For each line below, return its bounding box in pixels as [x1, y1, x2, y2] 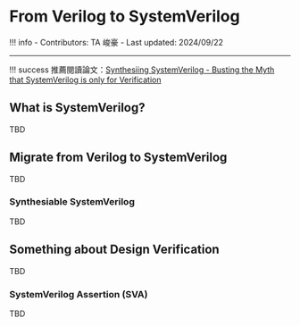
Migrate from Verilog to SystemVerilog [9, 150, 228, 165]
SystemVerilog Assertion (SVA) [9, 288, 148, 300]
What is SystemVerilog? [9, 100, 146, 115]
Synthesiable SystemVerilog [9, 196, 136, 208]
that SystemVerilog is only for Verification [9, 74, 162, 85]
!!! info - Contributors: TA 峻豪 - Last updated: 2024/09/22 [9, 37, 224, 47]
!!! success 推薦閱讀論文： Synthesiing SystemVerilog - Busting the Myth [9, 64, 275, 75]
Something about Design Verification [9, 242, 221, 257]
